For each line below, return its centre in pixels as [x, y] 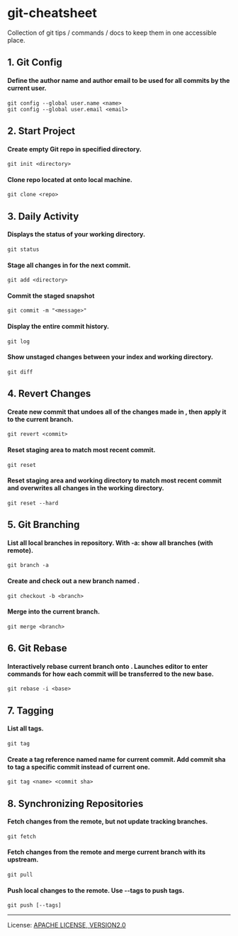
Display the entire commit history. [58, 326]
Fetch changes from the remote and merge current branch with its [106, 852]
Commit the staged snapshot [51, 295]
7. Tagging [31, 710]
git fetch [22, 836]
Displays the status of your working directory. [76, 235]
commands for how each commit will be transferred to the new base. [110, 674]
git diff [20, 372]
